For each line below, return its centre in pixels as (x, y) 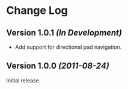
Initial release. (23, 80)
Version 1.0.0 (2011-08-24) (58, 66)
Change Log (37, 11)
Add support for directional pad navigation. (68, 47)
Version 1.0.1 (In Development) (64, 33)
